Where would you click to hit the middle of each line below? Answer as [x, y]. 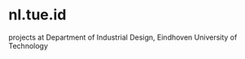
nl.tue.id [37, 15]
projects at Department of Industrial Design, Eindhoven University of [123, 37]
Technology [28, 45]
